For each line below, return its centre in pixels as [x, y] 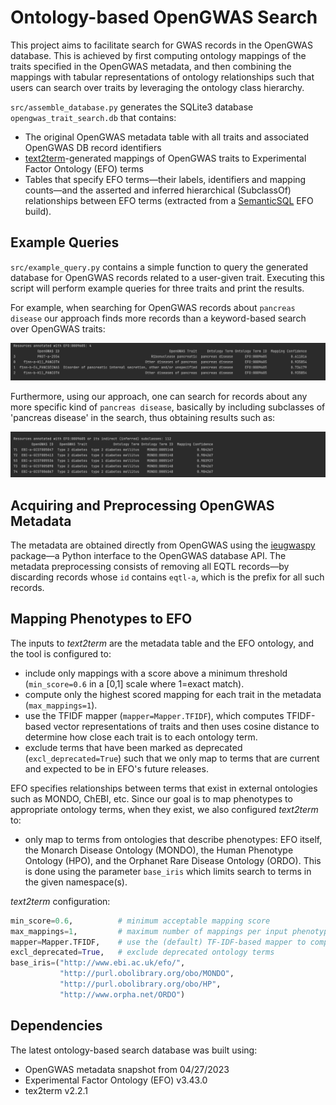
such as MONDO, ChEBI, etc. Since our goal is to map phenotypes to [151, 798]
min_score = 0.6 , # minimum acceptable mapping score [140, 921]
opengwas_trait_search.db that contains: [93, 117]
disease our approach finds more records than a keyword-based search [158, 318]
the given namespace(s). [76, 882]
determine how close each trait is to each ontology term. [141, 737]
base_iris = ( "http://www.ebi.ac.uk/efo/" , [98, 963]
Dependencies [56, 1026]
